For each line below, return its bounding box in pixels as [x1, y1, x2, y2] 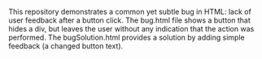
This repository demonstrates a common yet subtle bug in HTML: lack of [8, 7, 252, 16]
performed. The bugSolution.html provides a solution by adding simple [8, 32, 246, 42]
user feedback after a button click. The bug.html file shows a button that [8, 15, 251, 25]
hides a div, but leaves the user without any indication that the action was [8, 24, 255, 33]
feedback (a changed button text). [8, 41, 124, 51]
